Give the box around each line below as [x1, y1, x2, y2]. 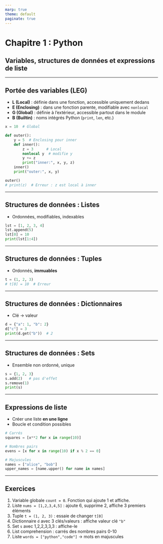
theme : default [5, 12, 36, 17]
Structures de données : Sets [5, 349, 95, 357]
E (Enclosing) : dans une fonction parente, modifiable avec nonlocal [12, 104, 149, 110]
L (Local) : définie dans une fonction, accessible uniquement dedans [12, 99, 149, 105]
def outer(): [5, 133, 32, 138]
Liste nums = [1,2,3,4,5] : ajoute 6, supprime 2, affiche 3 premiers [12, 503, 146, 508]
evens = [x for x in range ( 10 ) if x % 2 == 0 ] [5, 448, 101, 453]
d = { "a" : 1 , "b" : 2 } [5, 322, 49, 327]
